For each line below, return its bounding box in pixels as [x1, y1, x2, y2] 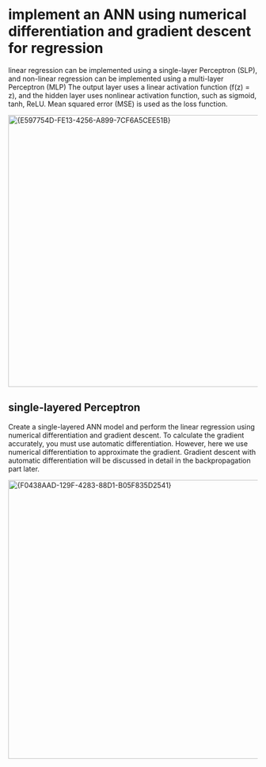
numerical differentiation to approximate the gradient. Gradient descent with [8, 447, 256, 456]
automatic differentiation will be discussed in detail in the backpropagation [8, 456, 251, 465]
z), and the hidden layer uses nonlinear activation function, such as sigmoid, [8, 90, 257, 100]
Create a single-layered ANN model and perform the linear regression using [8, 422, 256, 431]
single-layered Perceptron [8, 401, 141, 414]
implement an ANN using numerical [8, 6, 247, 24]
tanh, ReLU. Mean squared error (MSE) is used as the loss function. [8, 99, 228, 109]
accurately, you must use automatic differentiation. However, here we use [8, 438, 248, 448]
